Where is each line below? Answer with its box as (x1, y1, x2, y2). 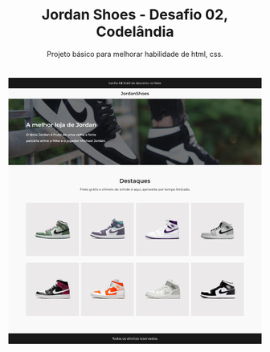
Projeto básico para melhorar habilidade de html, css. (47, 49, 223, 59)
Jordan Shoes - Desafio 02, (41, 6, 229, 24)
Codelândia (96, 22, 174, 41)
